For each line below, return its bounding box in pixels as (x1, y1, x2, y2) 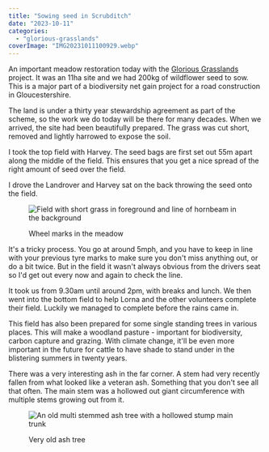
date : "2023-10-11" (8, 19, 74, 28)
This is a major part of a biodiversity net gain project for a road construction (8, 82, 261, 92)
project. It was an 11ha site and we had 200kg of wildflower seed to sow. (8, 73, 249, 83)
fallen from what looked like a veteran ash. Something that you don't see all (8, 377, 258, 387)
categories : (8, 27, 48, 35)
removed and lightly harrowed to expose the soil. (8, 131, 171, 142)
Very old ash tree (28, 435, 86, 445)
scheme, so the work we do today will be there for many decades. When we (8, 114, 262, 124)
